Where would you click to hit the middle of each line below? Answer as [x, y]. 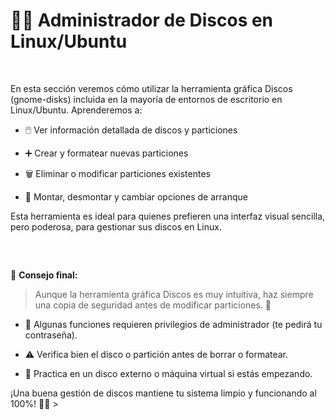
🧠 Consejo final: [44, 275]
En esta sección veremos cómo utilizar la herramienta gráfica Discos [151, 88]
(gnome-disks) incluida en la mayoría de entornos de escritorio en [146, 99]
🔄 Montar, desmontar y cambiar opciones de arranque [136, 196]
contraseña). [51, 335]
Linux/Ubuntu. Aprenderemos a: [76, 110]
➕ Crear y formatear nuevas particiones [106, 153]
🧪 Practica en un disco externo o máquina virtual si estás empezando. [168, 374]
